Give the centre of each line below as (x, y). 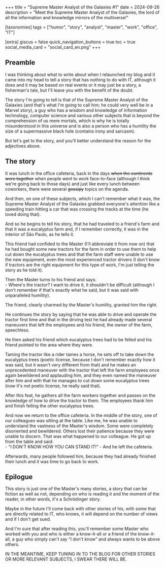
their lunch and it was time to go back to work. (52, 461)
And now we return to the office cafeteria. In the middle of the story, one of (81, 415)
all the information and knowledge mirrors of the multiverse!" (67, 17)
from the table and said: (29, 441)
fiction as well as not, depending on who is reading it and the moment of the (82, 494)
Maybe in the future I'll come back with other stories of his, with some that (81, 509)
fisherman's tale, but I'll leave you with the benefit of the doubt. (69, 90)
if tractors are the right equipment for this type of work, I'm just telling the (80, 265)
